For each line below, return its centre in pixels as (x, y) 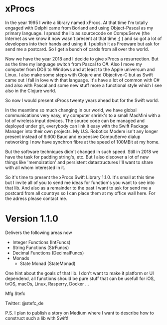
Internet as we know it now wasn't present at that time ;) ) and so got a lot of (83, 38)
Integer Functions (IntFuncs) (41, 242)
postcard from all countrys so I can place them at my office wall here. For (80, 193)
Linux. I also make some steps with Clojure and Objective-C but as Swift (79, 74)
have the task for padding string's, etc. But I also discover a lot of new (77, 157)
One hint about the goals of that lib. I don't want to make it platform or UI (80, 273)
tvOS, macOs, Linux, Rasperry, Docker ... (47, 283)
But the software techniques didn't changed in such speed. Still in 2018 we (82, 151)
